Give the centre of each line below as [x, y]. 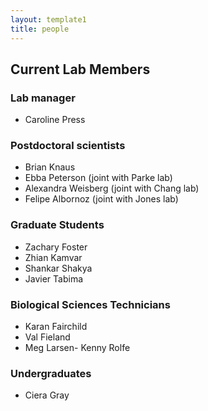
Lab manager [43, 98]
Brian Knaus [50, 167]
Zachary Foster [56, 247]
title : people [40, 29]
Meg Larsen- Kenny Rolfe [77, 348]
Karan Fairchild [56, 327]
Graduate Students [57, 225]
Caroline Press [55, 120]
